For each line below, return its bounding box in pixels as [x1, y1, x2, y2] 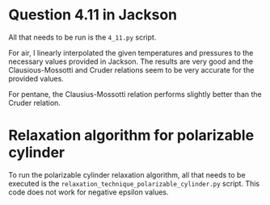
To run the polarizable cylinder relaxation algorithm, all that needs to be [8, 169, 246, 179]
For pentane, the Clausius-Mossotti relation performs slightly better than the [8, 89, 262, 98]
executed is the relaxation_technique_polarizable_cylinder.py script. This [8, 178, 260, 188]
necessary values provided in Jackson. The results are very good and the [8, 56, 253, 66]
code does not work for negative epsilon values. [8, 187, 169, 197]
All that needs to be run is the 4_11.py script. [8, 32, 157, 42]
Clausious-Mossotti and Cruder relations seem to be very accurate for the [8, 65, 255, 74]
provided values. [8, 73, 65, 83]
